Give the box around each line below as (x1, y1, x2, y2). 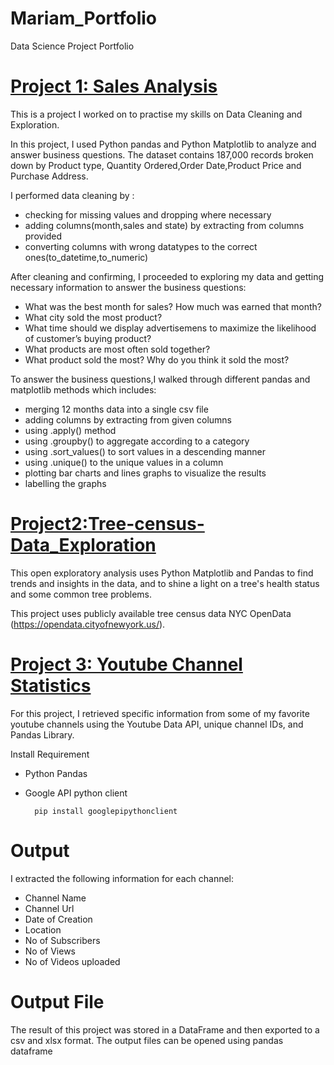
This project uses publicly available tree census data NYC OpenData (10, 607, 292, 619)
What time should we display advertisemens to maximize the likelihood (24, 322, 317, 334)
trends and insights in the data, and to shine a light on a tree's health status (10, 577, 320, 589)
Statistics (10, 675, 92, 697)
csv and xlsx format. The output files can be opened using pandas (10, 1034, 284, 1046)
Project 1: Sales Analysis (10, 75, 218, 98)
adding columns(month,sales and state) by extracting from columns (24, 219, 305, 231)
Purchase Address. (10, 170, 89, 182)
